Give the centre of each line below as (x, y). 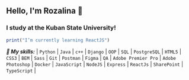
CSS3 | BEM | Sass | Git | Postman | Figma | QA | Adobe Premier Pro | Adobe (91, 57)
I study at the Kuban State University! (61, 28)
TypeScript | (21, 70)
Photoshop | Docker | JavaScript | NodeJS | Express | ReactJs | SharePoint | (95, 64)
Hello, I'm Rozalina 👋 (44, 11)
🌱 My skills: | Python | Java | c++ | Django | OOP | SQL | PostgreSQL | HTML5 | (94, 52)
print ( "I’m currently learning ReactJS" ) (58, 40)
